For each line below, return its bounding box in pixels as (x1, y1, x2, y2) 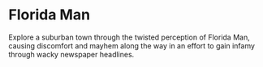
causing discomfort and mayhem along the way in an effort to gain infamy (8, 40, 256, 50)
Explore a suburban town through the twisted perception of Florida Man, (8, 32, 250, 42)
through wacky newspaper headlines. (8, 49, 135, 59)
